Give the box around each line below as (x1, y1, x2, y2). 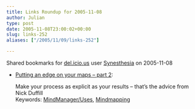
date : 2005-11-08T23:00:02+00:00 (6, 26, 91, 32)
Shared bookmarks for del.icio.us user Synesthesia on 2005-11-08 (6, 59, 173, 66)
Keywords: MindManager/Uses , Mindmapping (15, 96, 130, 103)
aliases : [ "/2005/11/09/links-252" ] (6, 37, 99, 43)
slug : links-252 (6, 32, 48, 38)
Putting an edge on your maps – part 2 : (15, 71, 114, 78)
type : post (6, 20, 34, 26)
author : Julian (6, 15, 45, 21)
